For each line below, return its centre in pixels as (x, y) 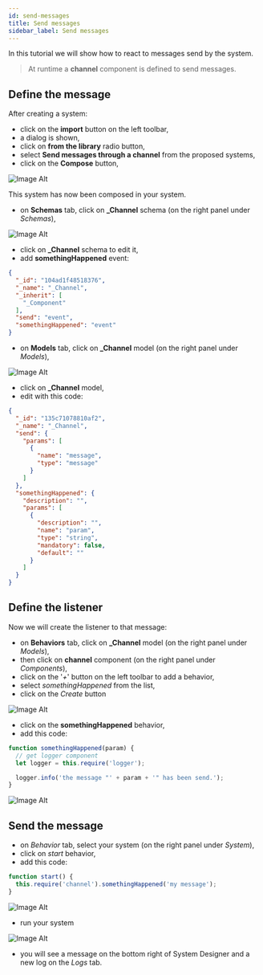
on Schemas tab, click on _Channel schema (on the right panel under (135, 210)
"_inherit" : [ (39, 295)
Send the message (56, 825)
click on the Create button (63, 694)
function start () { (41, 877)
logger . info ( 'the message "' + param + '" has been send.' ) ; (120, 777)
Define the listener (56, 608)
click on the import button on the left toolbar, (94, 129)
